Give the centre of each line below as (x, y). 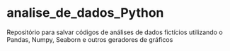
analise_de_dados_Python (85, 13)
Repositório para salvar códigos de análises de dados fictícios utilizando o (115, 32)
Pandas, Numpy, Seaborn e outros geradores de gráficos (90, 39)
